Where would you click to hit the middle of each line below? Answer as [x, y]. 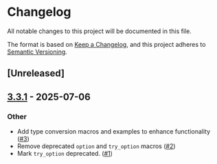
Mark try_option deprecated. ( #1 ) [65, 154]
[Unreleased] [36, 73]
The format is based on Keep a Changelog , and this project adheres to [106, 44]
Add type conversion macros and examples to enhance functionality [114, 132]
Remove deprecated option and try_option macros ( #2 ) [96, 146]
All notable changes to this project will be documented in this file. [100, 31]
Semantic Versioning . [37, 52]
